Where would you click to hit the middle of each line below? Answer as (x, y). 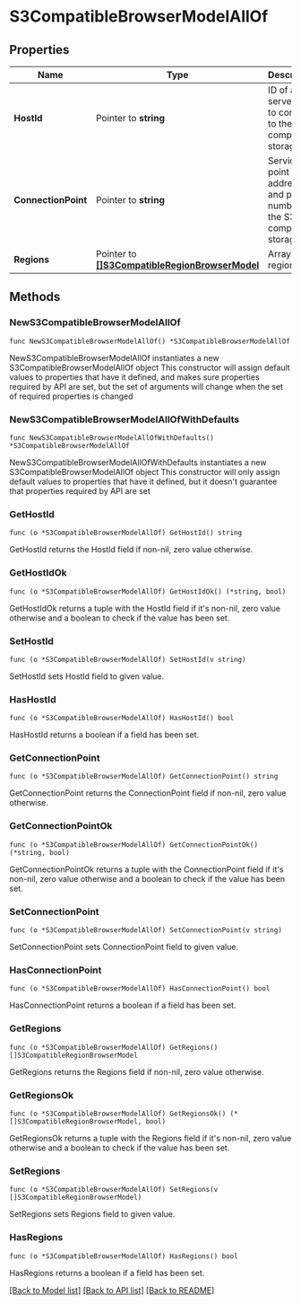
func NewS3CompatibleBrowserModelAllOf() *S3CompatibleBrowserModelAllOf (150, 341)
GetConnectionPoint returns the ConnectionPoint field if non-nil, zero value (148, 793)
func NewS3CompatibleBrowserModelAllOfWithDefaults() (112, 437)
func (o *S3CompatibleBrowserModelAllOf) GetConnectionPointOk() (133, 845)
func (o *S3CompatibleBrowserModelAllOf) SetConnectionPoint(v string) (146, 930)
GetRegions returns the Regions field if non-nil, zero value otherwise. (137, 1071)
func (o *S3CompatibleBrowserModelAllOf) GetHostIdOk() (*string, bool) (148, 591)
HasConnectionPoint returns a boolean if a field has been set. (123, 1005)
